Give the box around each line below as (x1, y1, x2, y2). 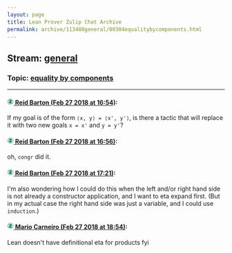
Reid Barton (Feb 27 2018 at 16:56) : (14, 137, 118, 146)
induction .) (7, 207, 39, 215)
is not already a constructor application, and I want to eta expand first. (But (7, 191, 220, 200)
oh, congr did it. (7, 152, 51, 161)
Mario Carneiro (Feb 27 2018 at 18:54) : (14, 223, 128, 232)
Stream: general (7, 52, 78, 64)
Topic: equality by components (7, 73, 114, 82)
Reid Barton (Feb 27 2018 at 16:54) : (14, 98, 118, 107)
